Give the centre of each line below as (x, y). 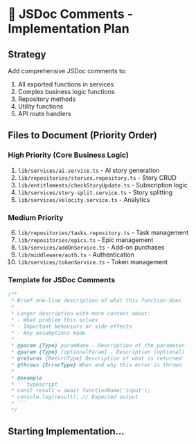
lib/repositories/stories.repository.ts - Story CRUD (97, 177)
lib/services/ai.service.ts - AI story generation (89, 170)
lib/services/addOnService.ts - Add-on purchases (91, 247)
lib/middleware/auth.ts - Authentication (76, 255)
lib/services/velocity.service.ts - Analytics (84, 199)
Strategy (27, 54)
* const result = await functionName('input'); (81, 391)
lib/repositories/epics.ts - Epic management (86, 240)
